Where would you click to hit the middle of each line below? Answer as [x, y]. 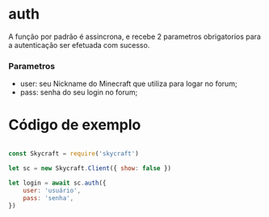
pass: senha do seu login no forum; [79, 92]
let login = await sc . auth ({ [57, 183]
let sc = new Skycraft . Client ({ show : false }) [90, 168]
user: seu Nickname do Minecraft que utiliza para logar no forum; [128, 84]
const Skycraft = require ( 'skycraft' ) [74, 154]
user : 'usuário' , [52, 190]
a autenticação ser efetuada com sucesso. [79, 45]
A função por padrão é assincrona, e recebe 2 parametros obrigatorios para [134, 36]
